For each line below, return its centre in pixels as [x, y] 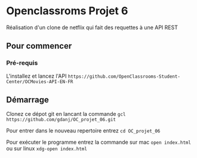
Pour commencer [39, 46]
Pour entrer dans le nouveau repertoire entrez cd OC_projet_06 [83, 131]
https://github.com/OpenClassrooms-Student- [124, 76]
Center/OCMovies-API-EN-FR [40, 81]
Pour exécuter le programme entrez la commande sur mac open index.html [98, 142]
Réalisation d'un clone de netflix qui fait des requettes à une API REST [92, 27]
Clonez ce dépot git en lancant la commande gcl [66, 114]
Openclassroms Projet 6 [67, 11]
